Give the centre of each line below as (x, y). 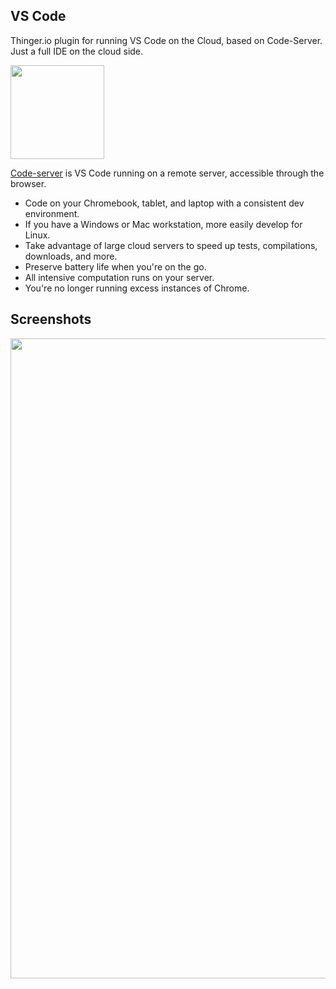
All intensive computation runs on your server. (119, 277)
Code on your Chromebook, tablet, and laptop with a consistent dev (164, 203)
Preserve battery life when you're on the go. (115, 266)
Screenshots (51, 319)
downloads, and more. (71, 256)
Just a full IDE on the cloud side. (77, 51)
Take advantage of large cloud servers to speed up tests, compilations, (171, 245)
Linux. (37, 235)
